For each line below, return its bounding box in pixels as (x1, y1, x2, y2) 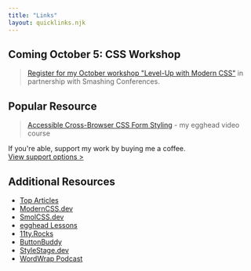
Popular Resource (8, 99, 97, 113)
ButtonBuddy (19, 237, 63, 247)
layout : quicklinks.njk (8, 19, 86, 27)
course (27, 128, 51, 138)
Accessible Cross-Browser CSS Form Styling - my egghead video (27, 121, 240, 130)
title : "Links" (8, 11, 58, 20)
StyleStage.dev (19, 245, 69, 255)
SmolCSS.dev (19, 212, 64, 222)
